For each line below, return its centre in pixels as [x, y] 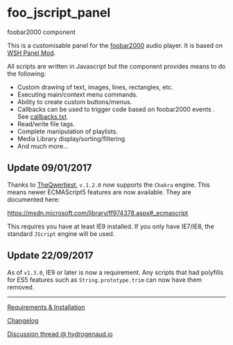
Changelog [23, 320]
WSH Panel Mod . [32, 53]
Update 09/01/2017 [50, 168]
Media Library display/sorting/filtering [71, 138]
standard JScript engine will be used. [61, 233]
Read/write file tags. [46, 124]
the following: [27, 74]
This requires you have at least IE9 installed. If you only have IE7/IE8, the [111, 226]
